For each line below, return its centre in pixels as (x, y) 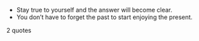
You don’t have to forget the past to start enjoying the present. (104, 17)
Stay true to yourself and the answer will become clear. (94, 10)
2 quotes (19, 30)
